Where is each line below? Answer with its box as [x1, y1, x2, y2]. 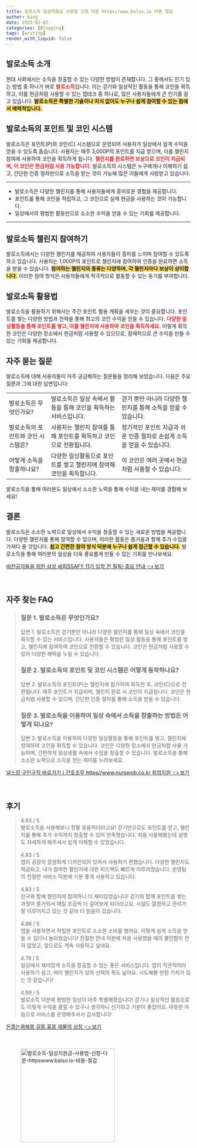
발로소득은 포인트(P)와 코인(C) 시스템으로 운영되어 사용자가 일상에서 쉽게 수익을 [6, 140, 189, 147]
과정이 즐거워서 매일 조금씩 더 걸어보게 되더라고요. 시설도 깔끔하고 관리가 [20, 900, 186, 907]
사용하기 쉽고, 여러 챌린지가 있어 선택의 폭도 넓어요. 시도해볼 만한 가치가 [20, 969, 185, 976]
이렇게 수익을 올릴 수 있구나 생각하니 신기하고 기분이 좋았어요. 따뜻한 [26, 1003, 184, 1010]
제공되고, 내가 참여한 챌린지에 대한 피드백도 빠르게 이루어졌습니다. [20, 866, 171, 873]
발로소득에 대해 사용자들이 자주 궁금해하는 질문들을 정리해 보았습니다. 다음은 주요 [6, 373, 191, 380]
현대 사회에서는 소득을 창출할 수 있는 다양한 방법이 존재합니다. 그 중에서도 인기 [6, 76, 185, 83]
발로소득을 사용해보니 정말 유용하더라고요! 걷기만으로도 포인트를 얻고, [20, 824, 179, 831]
